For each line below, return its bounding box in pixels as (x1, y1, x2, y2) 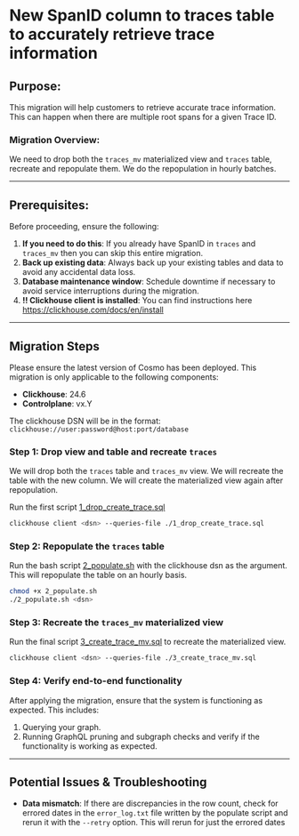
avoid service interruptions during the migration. (21, 285, 200, 296)
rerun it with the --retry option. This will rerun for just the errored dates (21, 817, 286, 828)
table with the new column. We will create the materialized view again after (9, 475, 284, 486)
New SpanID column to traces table (9, 5, 275, 26)
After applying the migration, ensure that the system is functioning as (9, 695, 263, 705)
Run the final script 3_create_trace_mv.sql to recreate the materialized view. (9, 637, 287, 647)
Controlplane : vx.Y (21, 398, 93, 409)
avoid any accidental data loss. (21, 267, 136, 277)
